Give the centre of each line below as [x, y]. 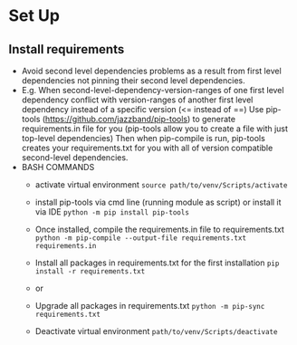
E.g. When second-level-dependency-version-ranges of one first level [153, 90]
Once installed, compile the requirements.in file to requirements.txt [159, 229]
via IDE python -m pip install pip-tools [112, 212]
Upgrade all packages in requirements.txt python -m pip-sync [150, 306]
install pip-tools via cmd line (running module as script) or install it [158, 202]
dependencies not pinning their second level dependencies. [133, 81]
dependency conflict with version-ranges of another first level [137, 100]
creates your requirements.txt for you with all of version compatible [147, 148]
